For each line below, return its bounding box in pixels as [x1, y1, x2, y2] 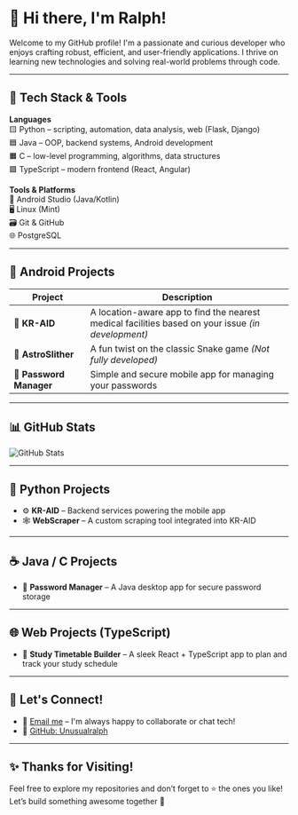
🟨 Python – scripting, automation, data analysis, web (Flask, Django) [9, 123, 261, 134]
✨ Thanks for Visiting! [9, 759, 134, 775]
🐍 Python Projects [9, 481, 111, 496]
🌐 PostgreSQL [9, 230, 62, 241]
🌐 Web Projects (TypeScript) [9, 625, 171, 640]
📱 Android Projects [9, 265, 115, 280]
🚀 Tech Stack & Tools [9, 91, 127, 106]
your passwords [90, 379, 158, 392]
